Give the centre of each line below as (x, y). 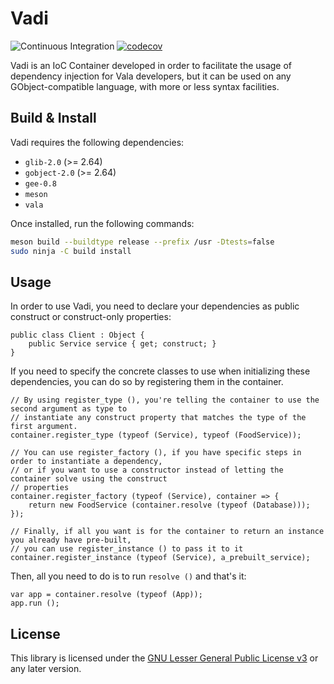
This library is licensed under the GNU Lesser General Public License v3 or (164, 658)
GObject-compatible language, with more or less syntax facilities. (145, 86)
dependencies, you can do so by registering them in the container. (147, 382)
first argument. (44, 427)
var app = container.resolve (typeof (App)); (106, 595)
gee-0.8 (40, 183)
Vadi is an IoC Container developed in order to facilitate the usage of (151, 65)
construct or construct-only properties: (91, 317)
